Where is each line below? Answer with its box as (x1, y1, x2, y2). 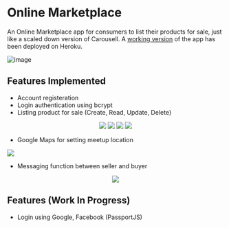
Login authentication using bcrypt (17, 101, 113, 109)
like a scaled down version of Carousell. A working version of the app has (7, 34, 215, 43)
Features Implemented (7, 76, 107, 87)
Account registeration (17, 93, 79, 102)
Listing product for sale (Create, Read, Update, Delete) (17, 108, 172, 116)
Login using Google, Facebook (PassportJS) (17, 213, 143, 221)
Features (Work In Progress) (7, 194, 131, 207)
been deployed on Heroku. (7, 42, 83, 50)
